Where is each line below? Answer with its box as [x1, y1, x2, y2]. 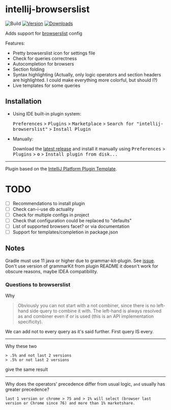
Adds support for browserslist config [5, 30, 82, 36]
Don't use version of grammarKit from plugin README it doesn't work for [5, 263, 159, 269]
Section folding [12, 66, 45, 72]
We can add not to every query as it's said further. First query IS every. [5, 329, 154, 335]
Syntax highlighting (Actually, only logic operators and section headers [12, 71, 161, 77]
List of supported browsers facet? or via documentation [12, 223, 130, 229]
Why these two [5, 343, 37, 349]
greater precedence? [5, 387, 49, 393]
